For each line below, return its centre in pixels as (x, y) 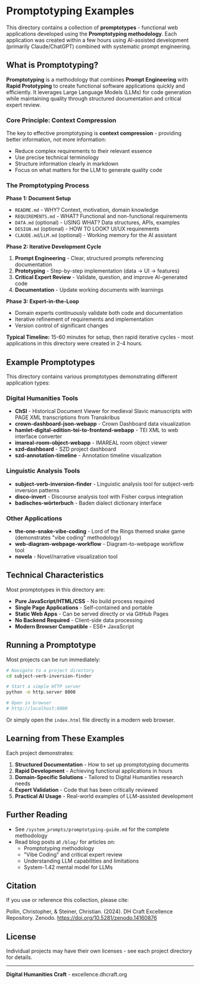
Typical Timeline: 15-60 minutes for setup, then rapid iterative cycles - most (100, 337)
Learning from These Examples (65, 738)
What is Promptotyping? (52, 65)
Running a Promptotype (51, 645)
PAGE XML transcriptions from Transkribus (67, 417)
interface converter (38, 436)
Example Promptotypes (51, 362)
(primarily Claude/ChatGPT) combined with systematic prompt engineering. (99, 46)
